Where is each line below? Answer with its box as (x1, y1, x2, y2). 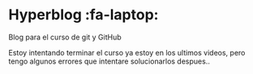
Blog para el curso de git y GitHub (8, 32, 122, 42)
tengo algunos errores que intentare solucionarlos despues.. (8, 56, 211, 66)
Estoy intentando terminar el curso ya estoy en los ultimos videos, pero (8, 47, 246, 57)
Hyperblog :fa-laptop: (8, 6, 159, 24)
